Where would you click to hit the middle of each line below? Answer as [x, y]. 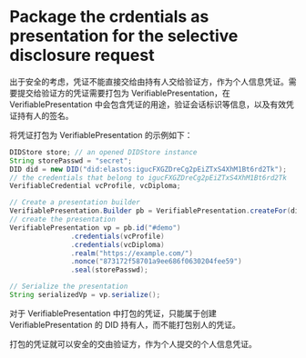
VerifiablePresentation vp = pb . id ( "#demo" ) [95, 228]
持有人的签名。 [45, 115]
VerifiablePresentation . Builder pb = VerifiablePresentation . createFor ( [150, 211]
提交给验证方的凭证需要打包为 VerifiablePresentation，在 [123, 93]
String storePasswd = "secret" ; [71, 161]
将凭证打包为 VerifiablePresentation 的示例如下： [101, 134]
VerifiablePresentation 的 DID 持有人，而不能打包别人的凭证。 [125, 324]
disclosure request [82, 55]
